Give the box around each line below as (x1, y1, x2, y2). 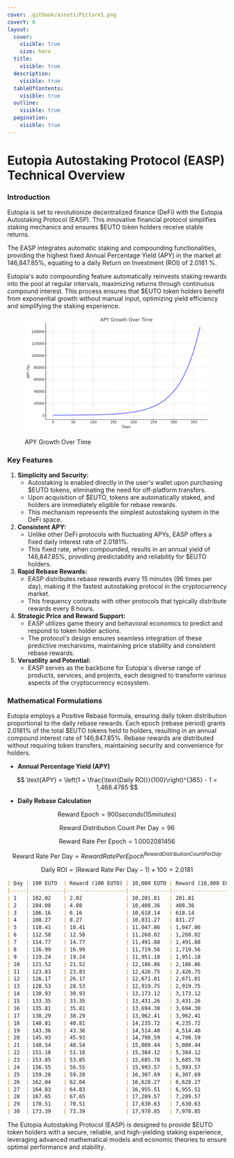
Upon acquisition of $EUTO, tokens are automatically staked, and (27, 493, 215, 502)
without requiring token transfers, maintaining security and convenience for (7, 742, 224, 750)
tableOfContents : (13, 84, 64, 92)
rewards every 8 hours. (27, 604, 95, 613)
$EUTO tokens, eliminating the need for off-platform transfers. (27, 486, 207, 495)
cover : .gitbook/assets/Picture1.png (7, 11, 117, 18)
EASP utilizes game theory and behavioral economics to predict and (27, 619, 223, 628)
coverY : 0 (7, 18, 36, 26)
